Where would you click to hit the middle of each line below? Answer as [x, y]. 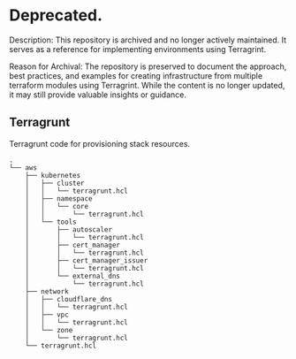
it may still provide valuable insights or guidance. [98, 95]
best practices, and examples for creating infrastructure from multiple [136, 75]
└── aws [23, 168]
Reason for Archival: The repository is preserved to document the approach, [148, 66]
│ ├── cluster [55, 183]
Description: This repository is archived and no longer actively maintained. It [148, 40]
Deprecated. [56, 15]
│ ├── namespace [59, 199]
